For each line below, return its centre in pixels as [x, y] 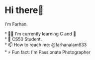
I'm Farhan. [16, 24]
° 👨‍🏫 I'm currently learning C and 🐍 [41, 33]
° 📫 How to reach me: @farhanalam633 [46, 44]
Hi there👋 [24, 10]
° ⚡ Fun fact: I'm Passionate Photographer [47, 52]
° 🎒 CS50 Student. [23, 39]
